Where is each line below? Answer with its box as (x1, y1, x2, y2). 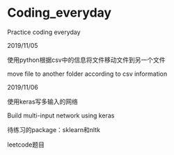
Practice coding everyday (7, 28, 81, 36)
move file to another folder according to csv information (7, 70, 168, 78)
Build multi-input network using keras (7, 111, 115, 120)
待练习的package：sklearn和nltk (7, 125, 101, 133)
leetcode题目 (7, 140, 45, 149)
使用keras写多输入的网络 (7, 97, 79, 106)
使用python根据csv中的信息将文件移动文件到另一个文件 (7, 56, 166, 64)
